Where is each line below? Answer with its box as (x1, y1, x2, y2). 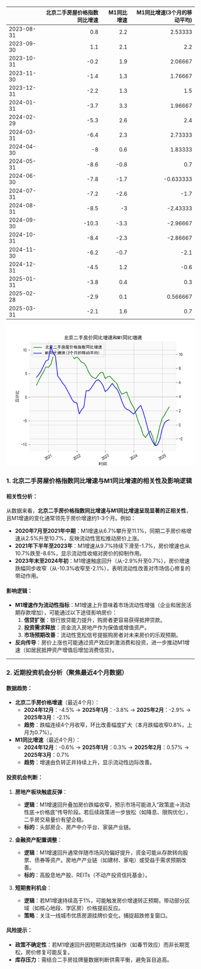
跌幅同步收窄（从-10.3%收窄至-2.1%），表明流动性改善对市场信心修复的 (14, 565, 191, 572)
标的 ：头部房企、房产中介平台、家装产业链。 (23, 823, 135, 831)
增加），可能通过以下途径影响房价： (31, 609, 118, 616)
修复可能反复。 (35, 948, 73, 956)
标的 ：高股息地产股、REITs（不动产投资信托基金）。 (23, 871, 151, 879)
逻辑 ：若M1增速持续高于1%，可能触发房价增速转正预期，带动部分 (23, 896, 185, 904)
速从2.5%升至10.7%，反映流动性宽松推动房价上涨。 (14, 535, 142, 542)
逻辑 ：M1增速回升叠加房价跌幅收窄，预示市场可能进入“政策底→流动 (23, 801, 190, 808)
